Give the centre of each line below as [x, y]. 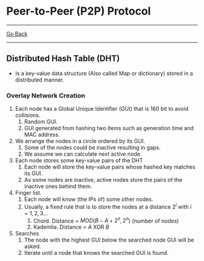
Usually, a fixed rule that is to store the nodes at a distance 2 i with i [108, 206]
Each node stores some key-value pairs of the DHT [79, 161]
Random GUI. [41, 122]
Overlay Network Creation [46, 96]
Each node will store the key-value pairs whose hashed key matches [110, 167]
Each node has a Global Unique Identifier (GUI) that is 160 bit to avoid [102, 109]
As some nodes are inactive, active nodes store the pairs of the [103, 180]
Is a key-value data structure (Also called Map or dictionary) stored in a [104, 73]
